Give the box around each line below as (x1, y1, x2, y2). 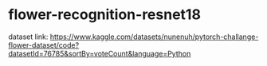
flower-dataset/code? (8, 40, 80, 49)
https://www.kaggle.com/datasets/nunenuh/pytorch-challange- (49, 32, 259, 41)
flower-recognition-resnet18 (8, 6, 202, 24)
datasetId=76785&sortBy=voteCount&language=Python (8, 49, 191, 58)
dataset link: (8, 32, 49, 41)
